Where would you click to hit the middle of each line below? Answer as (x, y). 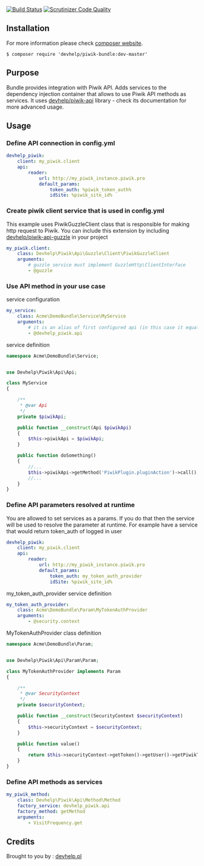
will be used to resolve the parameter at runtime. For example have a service (102, 525)
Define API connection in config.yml (61, 143)
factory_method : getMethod (51, 811)
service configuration (33, 299)
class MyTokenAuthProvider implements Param (63, 671)
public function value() (49, 744)
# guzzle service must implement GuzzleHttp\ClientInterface (107, 265)
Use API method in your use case (56, 286)
